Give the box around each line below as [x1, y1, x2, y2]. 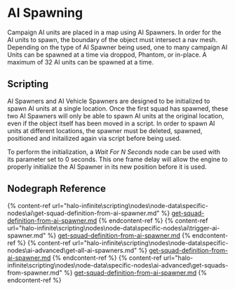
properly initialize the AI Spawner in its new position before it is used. [7, 163, 207, 171]
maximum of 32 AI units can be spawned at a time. [7, 57, 154, 66]
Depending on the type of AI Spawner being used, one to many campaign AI [7, 43, 228, 51]
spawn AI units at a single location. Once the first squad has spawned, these [7, 104, 229, 113]
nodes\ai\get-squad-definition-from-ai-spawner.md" [7, 209, 160, 217]
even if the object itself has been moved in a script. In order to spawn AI [7, 119, 215, 127]
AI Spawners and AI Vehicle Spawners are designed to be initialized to [7, 97, 210, 105]
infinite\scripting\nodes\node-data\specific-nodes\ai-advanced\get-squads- [7, 261, 229, 269]
